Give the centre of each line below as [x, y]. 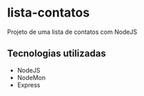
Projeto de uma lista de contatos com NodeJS [72, 32]
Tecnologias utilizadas [56, 54]
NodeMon [31, 77]
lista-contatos [49, 13]
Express [29, 85]
